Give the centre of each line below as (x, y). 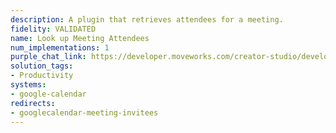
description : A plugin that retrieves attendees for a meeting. (147, 19)
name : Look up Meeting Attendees (80, 38)
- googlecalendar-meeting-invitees (84, 112)
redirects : (33, 103)
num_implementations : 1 (60, 47)
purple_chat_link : (48, 57)
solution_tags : (42, 66)
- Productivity (42, 76)
